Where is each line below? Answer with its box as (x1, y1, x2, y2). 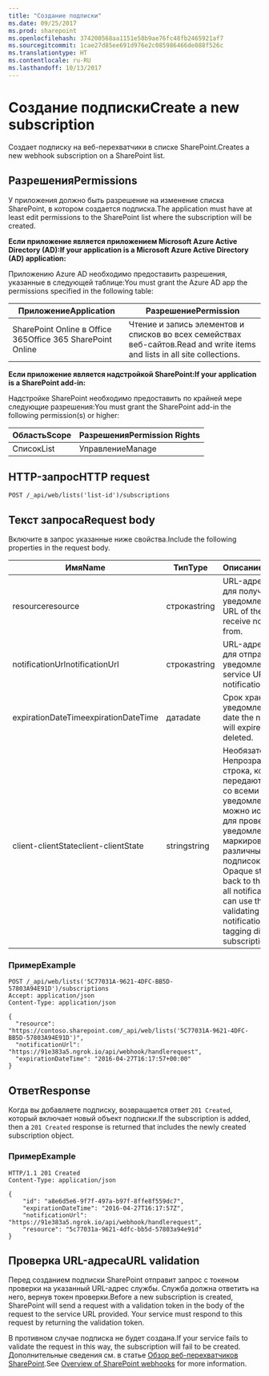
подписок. (223, 855, 263, 867)
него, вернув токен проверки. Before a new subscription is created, (8, 1293, 234, 1302)
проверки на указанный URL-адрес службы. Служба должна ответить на (8, 1284, 259, 1293)
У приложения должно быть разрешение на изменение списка (8, 195, 224, 205)
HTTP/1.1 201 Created (8, 1169, 81, 1177)
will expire (223, 722, 261, 733)
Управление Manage (78, 443, 158, 454)
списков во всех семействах (128, 328, 242, 339)
